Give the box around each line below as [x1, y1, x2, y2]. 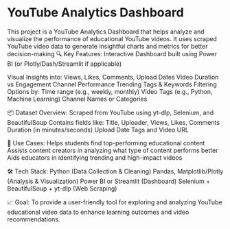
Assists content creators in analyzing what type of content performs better [7, 146, 218, 154]
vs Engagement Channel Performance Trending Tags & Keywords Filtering [7, 80, 218, 88]
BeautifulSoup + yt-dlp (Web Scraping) [7, 184, 117, 193]
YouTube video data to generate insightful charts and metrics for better [7, 42, 208, 50]
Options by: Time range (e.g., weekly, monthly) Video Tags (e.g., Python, [7, 87, 213, 95]
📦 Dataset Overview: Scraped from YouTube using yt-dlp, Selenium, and [7, 108, 214, 117]
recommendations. [7, 215, 60, 224]
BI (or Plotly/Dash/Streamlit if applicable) [7, 60, 122, 68]
